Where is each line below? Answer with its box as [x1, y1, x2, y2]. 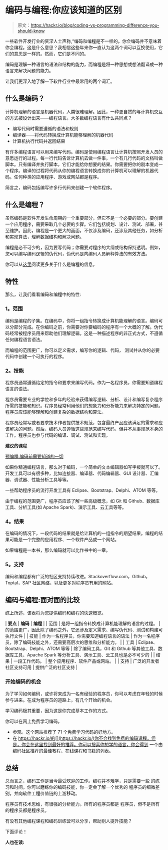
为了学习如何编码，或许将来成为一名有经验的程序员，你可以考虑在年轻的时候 [5, 691, 163, 697]
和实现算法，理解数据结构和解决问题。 [5, 234, 84, 240]
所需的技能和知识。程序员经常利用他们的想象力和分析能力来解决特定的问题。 [5, 402, 163, 409]
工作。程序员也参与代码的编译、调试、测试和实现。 [5, 432, 110, 438]
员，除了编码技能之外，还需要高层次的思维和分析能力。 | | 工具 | [5, 639, 137, 645]
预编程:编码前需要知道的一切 [5, 453, 64, 459]
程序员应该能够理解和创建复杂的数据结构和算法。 [5, 409, 106, 415]
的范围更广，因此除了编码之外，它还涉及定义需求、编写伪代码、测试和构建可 [5, 627, 163, 633]
